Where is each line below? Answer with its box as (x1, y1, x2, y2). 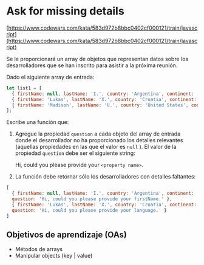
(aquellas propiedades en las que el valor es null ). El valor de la (15, 143, 177, 151)
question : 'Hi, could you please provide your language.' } (12, 207, 167, 213)
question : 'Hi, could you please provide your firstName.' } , (12, 196, 172, 202)
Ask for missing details (6, 4, 124, 18)
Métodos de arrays (15, 246, 63, 253)
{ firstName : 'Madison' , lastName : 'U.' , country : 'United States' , (12, 102, 189, 108)
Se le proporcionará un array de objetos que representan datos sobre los (6, 55, 189, 62)
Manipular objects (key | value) (15, 252, 93, 260)
